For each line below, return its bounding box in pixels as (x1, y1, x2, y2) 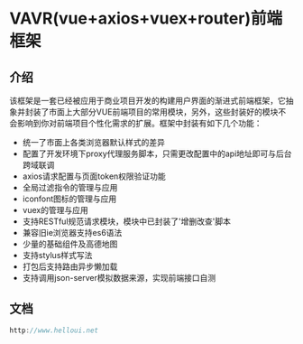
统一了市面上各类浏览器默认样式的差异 (22, 137, 165, 147)
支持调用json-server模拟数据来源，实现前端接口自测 (22, 273, 216, 283)
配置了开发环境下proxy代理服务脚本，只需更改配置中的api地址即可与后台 (22, 148, 292, 159)
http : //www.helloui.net (9, 326, 99, 335)
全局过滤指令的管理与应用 (22, 182, 118, 192)
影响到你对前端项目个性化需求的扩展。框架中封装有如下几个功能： (16, 118, 262, 128)
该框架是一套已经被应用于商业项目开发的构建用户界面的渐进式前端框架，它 (9, 96, 286, 106)
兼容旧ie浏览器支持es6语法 (22, 228, 123, 237)
